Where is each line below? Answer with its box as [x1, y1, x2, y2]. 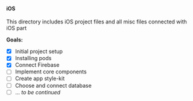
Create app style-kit [14, 75, 65, 82]
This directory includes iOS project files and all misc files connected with [6, 18, 187, 25]
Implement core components [14, 68, 87, 75]
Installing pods [14, 55, 52, 62]
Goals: [6, 36, 23, 43]
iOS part [6, 25, 27, 32]
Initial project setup [14, 48, 63, 55]
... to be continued [14, 88, 61, 96]
